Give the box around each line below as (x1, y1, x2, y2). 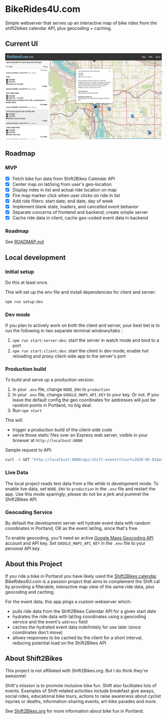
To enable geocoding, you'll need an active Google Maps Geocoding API (5, 535, 154, 540)
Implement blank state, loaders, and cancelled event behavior (12, 203, 139, 209)
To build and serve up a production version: (5, 377, 94, 383)
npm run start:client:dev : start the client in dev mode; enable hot (12, 348, 149, 354)
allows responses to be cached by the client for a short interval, (12, 634, 143, 640)
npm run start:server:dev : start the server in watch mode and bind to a (12, 337, 160, 344)
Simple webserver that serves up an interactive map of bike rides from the (5, 20, 158, 26)
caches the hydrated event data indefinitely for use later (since (12, 624, 141, 630)
